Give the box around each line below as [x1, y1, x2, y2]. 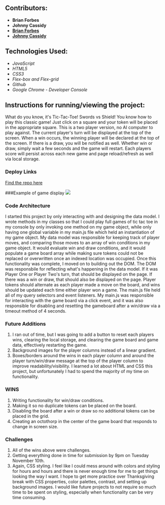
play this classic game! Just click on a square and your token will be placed [5, 119, 158, 125]
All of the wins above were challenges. [12, 447, 91, 453]
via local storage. [5, 156, 40, 162]
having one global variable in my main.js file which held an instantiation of [5, 230, 155, 235]
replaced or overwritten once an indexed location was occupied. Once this [5, 256, 157, 262]
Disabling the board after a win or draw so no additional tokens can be [12, 408, 155, 413]
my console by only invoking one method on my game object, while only [5, 224, 152, 230]
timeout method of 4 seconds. [5, 308, 66, 314]
